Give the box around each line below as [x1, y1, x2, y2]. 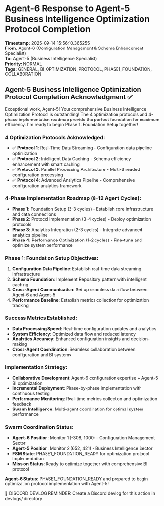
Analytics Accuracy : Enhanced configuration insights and [12, 336, 130, 342]
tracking [12, 302, 29, 308]
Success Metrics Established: [5, 314, 77, 321]
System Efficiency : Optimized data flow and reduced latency [12, 331, 136, 337]
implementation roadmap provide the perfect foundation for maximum [19, 116, 160, 122]
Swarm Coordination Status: [5, 424, 74, 431]
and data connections [12, 211, 56, 217]
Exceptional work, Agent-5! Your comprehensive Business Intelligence [5, 106, 147, 112]
